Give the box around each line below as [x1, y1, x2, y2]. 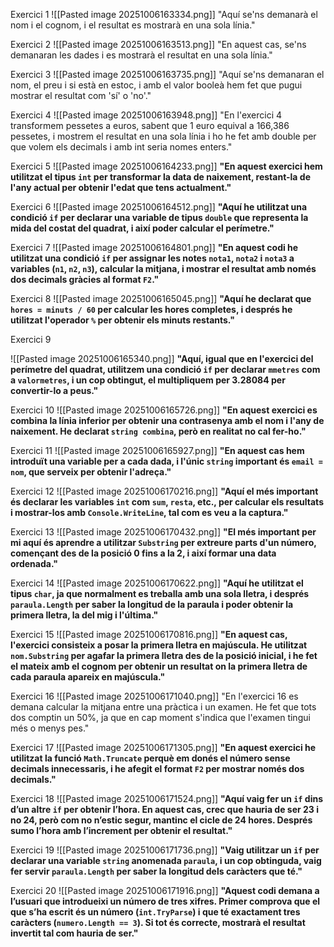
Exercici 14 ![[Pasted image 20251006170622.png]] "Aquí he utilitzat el [10, 577, 304, 589]
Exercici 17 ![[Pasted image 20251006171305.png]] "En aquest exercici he [10, 742, 317, 753]
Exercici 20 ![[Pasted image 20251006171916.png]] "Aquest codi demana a [10, 885, 320, 896]
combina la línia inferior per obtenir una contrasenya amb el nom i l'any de [10, 415, 325, 426]
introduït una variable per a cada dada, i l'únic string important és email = [10, 455, 323, 467]
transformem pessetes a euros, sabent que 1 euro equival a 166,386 [10, 120, 290, 131]
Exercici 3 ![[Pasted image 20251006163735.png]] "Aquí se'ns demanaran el [10, 69, 325, 80]
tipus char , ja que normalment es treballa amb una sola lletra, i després [10, 588, 310, 599]
